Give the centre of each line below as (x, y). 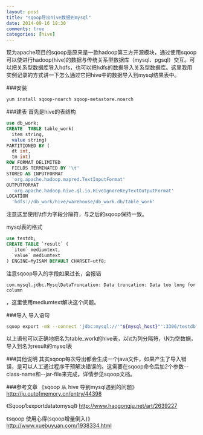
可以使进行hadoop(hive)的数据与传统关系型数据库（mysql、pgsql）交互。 (98, 60)
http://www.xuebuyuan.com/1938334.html (59, 426)
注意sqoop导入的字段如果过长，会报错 (54, 273)
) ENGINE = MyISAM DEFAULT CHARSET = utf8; (56, 261)
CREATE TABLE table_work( (40, 129)
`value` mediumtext (36, 255)
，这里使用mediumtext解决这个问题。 (53, 302)
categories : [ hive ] (31, 34)
